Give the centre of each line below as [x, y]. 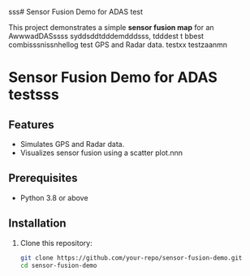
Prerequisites [43, 178]
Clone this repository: [56, 243]
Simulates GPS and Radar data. [72, 144]
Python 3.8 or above [54, 197]
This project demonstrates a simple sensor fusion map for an [111, 27]
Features [31, 125]
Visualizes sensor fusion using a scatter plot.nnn [101, 153]
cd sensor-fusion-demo [58, 265]
